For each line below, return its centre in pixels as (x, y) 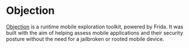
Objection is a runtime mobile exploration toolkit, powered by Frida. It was (95, 27)
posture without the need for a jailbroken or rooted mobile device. (85, 39)
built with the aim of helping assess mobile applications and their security (94, 32)
